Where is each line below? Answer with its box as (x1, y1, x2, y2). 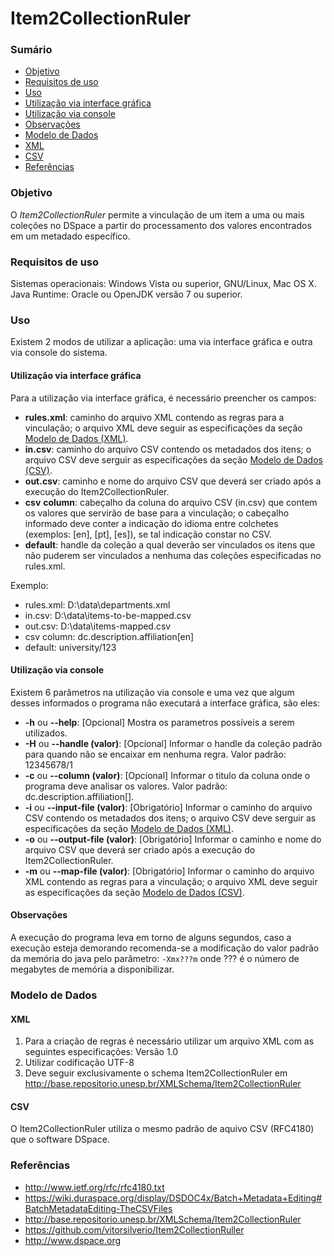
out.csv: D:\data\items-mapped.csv (24, 620, 172, 632)
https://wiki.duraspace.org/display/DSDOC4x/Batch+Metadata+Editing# (24, 1192, 323, 1204)
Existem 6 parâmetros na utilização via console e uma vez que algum (10, 686, 295, 698)
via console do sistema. (10, 347, 108, 359)
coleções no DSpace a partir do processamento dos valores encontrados (10, 219, 312, 231)
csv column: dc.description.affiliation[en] (24, 630, 195, 642)
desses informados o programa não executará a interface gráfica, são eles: (10, 697, 320, 709)
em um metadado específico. (10, 230, 131, 242)
